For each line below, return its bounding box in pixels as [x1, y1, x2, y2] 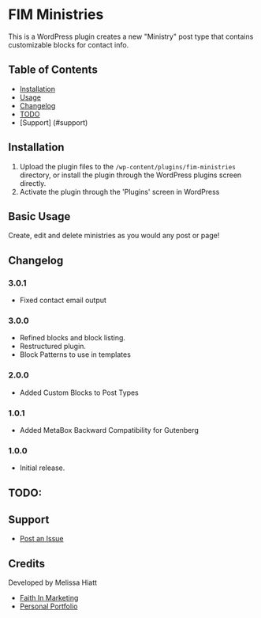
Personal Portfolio [19, 601, 78, 611]
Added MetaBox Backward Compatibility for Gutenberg [19, 425, 199, 434]
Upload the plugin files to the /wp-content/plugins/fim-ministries [19, 161, 237, 171]
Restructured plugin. [19, 342, 87, 351]
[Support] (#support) [19, 117, 88, 127]
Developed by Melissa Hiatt [8, 578, 97, 587]
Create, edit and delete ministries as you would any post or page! [8, 231, 220, 241]
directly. [19, 178, 47, 188]
